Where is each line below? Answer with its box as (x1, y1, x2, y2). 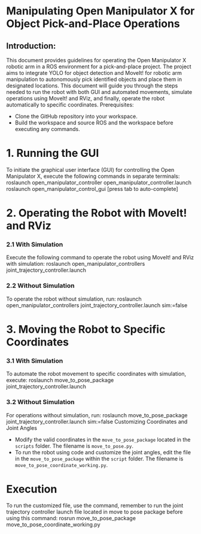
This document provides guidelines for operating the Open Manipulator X (6, 57, 187, 63)
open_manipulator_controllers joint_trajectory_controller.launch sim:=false (6, 301, 188, 309)
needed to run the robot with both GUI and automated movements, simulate (6, 89, 193, 95)
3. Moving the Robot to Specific (6, 322, 166, 336)
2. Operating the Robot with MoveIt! (6, 207, 187, 220)
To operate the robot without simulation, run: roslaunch (6, 295, 142, 302)
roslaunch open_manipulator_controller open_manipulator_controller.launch (6, 178, 192, 186)
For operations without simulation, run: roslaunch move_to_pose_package (6, 411, 188, 418)
